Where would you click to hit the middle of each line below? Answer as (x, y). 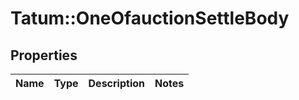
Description (116, 83)
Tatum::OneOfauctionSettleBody (150, 18)
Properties (44, 55)
